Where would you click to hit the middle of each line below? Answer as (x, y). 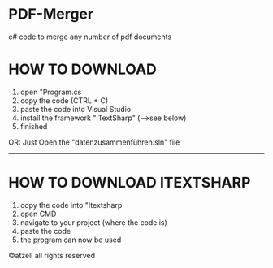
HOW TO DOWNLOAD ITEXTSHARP (130, 183)
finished (34, 126)
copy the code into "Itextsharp (71, 205)
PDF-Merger (51, 14)
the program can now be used (71, 240)
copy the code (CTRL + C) (64, 100)
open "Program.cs (51, 92)
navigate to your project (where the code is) (94, 222)
